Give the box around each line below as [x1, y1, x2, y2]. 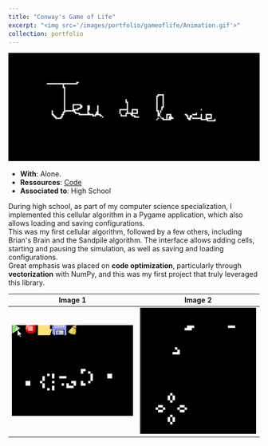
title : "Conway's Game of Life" [8, 13, 116, 21]
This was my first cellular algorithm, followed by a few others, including [8, 227, 242, 236]
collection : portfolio [8, 30, 84, 37]
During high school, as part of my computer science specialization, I [8, 201, 233, 211]
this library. [8, 278, 45, 287]
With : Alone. [19, 168, 61, 179]
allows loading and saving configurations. [8, 218, 145, 227]
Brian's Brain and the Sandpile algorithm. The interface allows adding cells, [8, 235, 255, 245]
